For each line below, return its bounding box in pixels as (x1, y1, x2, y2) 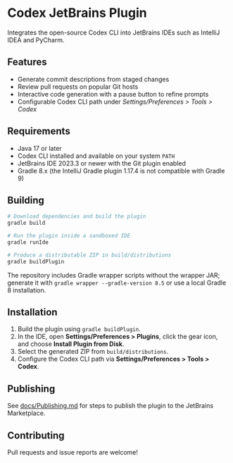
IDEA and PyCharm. (7, 35, 65, 44)
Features (7, 56, 47, 68)
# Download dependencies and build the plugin (7, 213, 146, 220)
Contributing (7, 429, 65, 441)
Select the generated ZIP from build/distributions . (17, 347, 169, 356)
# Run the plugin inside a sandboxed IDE (7, 233, 131, 240)
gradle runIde (7, 239, 49, 246)
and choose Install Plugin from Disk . (17, 340, 125, 348)
